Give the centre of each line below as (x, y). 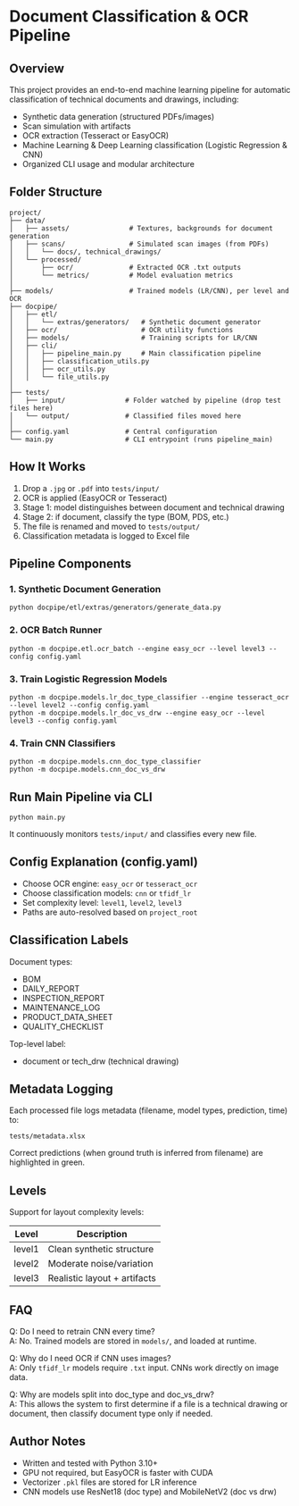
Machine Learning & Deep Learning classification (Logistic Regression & (155, 145)
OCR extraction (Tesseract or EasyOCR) (96, 135)
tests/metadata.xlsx (48, 1136)
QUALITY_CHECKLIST (63, 1026)
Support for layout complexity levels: (77, 1212)
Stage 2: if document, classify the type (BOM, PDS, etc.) (125, 516)
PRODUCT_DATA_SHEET (67, 1017)
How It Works (48, 467)
